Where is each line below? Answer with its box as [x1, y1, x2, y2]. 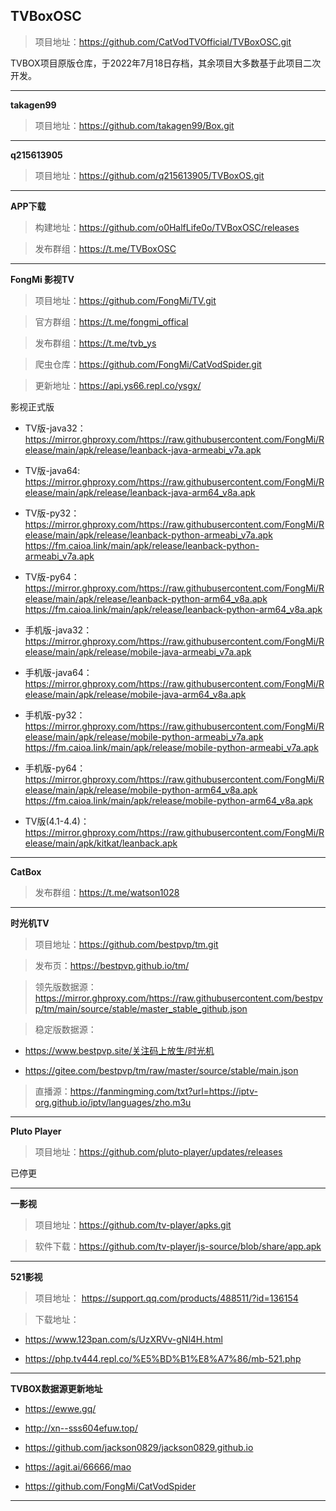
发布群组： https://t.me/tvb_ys [34, 337, 157, 349]
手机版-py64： [24, 762, 87, 774]
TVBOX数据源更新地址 [10, 1382, 103, 1394]
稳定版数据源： [34, 1023, 97, 1035]
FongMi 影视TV [10, 273, 75, 285]
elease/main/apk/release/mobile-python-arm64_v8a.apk [24, 784, 258, 796]
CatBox [10, 865, 42, 878]
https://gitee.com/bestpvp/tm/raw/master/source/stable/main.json [24, 1064, 299, 1076]
